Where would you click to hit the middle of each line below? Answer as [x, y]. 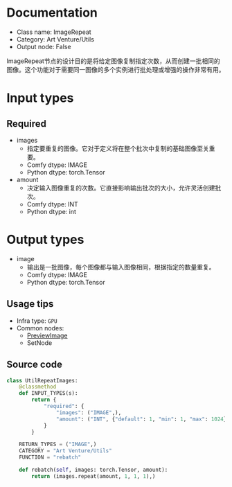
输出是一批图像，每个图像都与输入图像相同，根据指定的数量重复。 [121, 267]
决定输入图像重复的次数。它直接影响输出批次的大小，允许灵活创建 [121, 188]
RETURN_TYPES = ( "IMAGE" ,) [58, 445]
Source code [35, 365]
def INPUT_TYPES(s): [48, 393]
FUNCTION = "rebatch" [50, 458]
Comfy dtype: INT [53, 204]
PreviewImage [47, 335]
